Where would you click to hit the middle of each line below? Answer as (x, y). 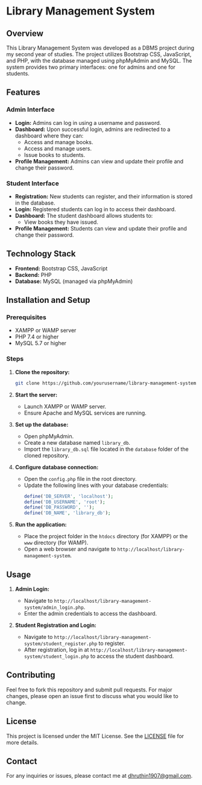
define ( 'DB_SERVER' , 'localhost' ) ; (68, 496)
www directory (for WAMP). (56, 543)
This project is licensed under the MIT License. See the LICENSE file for (95, 736)
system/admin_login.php (54, 608)
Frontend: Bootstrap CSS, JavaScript (61, 268)
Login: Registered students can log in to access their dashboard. (95, 209)
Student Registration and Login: (55, 625)
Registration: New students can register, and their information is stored (104, 196)
